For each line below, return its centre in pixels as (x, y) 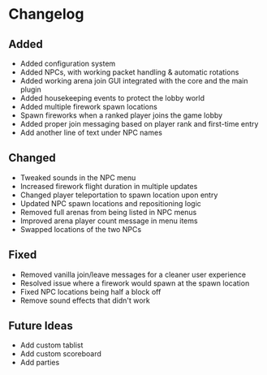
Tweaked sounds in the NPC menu (78, 177)
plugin (31, 89)
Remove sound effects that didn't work (85, 300)
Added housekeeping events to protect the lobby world (112, 98)
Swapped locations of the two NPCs (81, 229)
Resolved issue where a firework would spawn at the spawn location (135, 283)
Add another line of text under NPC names (91, 132)
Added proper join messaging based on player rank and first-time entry (139, 124)
